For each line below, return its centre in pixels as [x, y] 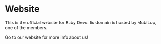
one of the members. [26, 27]
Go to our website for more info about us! [46, 37]
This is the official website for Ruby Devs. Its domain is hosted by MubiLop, [81, 22]
